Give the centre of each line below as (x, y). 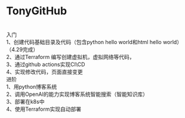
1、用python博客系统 (32, 86)
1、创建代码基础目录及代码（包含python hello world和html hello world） (94, 42)
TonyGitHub (37, 11)
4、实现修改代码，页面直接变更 (45, 72)
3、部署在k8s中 (25, 101)
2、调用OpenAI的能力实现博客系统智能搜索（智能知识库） (77, 94)
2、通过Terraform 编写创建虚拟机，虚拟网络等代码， (71, 57)
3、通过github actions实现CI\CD (46, 64)
